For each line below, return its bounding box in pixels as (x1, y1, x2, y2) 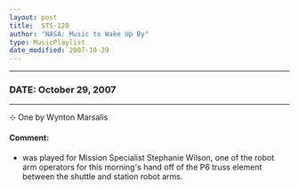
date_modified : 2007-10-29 (9, 46, 109, 55)
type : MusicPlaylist (9, 37, 86, 47)
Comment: (9, 132, 50, 143)
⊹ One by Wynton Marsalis (9, 112, 109, 122)
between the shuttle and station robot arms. (21, 170, 183, 182)
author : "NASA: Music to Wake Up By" (9, 29, 149, 38)
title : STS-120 (9, 21, 69, 30)
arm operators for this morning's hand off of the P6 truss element (21, 161, 263, 172)
